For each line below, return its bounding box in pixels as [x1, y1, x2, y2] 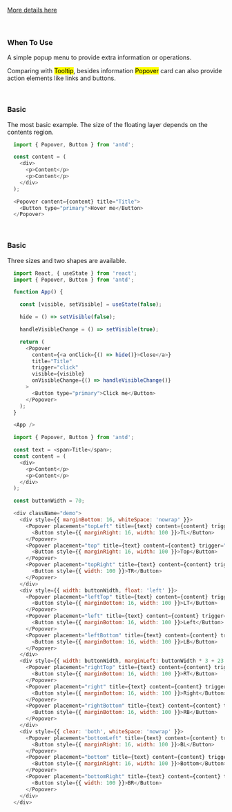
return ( [19, 338, 45, 345]
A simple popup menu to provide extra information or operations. [7, 53, 192, 61]
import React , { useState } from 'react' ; [13, 269, 137, 277]
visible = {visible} [32, 371, 85, 378]
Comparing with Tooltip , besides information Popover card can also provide [7, 67, 222, 75]
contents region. [7, 128, 54, 136]
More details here [7, 6, 57, 14]
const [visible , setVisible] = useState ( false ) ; [19, 301, 162, 308]
